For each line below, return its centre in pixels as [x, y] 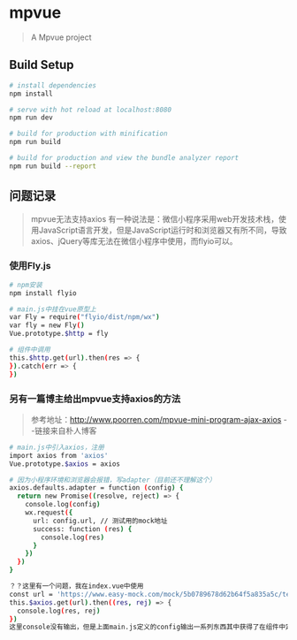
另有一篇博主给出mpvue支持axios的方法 [95, 399]
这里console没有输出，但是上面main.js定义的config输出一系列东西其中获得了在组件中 [147, 627]
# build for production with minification [88, 134]
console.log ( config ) [63, 505]
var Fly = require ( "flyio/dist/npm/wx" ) [85, 317]
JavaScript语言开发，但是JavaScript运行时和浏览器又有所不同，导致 [163, 230]
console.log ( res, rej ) [59, 611]
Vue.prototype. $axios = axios [65, 464]
